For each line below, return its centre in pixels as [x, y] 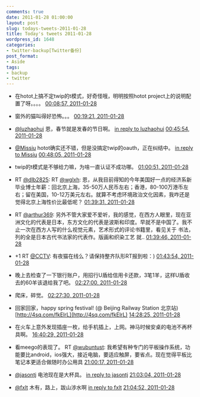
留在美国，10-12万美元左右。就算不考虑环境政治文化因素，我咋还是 [107, 195]
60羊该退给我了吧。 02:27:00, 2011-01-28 [76, 283]
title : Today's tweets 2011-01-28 [49, 34]
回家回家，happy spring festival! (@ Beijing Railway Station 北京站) [96, 308]
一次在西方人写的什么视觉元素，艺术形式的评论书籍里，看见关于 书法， [107, 230]
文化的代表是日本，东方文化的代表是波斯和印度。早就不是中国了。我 [104, 222]
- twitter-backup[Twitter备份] [44, 51]
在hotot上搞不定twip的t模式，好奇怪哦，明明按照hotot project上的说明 [100, 96]
